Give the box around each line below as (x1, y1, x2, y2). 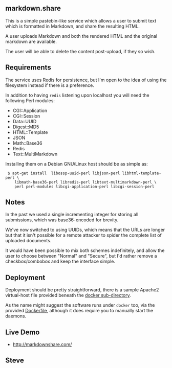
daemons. (5, 313, 27, 319)
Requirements (5, 63, 51, 72)
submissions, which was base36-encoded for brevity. (5, 217, 119, 223)
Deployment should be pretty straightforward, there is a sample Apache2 (5, 287, 159, 293)
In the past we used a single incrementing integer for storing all (5, 212, 139, 218)
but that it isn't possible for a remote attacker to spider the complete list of (5, 232, 162, 238)
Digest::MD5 (12, 124, 39, 130)
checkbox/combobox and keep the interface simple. (5, 258, 115, 265)
